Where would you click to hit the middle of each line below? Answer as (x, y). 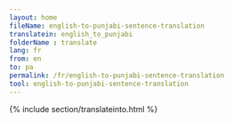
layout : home (33, 17)
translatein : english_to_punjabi (71, 34)
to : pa (21, 68)
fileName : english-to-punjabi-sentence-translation (107, 26)
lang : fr (25, 51)
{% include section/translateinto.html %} (84, 109)
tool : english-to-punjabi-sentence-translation (99, 84)
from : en (25, 59)
